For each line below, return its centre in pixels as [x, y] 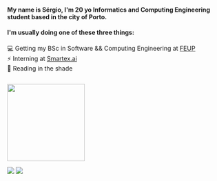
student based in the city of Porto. [57, 16]
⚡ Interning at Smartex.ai [42, 58]
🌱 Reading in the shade [40, 68]
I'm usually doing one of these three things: [71, 33]
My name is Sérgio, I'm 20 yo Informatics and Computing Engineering [109, 10]
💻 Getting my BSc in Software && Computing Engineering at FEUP [101, 48]
